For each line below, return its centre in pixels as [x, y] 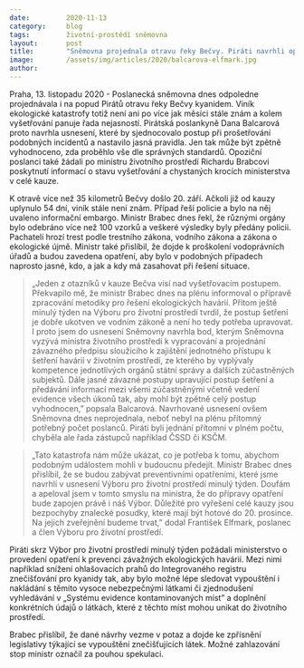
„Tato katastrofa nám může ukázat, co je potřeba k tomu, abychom [155, 455]
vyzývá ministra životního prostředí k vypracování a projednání [148, 341]
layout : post [46, 43]
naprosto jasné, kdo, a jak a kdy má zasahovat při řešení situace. [130, 266]
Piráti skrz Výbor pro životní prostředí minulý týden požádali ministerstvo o [148, 549]
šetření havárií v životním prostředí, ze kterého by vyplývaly [142, 360]
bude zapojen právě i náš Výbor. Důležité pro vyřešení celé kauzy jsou [162, 503]
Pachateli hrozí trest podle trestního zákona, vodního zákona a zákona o [143, 237]
